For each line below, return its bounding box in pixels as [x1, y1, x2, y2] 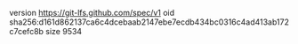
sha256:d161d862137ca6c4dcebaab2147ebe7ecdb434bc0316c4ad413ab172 [9, 17, 289, 27]
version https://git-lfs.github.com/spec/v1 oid [9, 8, 175, 18]
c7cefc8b [9, 26, 44, 36]
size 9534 [45, 26, 83, 36]
